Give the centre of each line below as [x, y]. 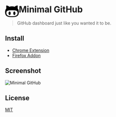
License [17, 98]
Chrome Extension [31, 50]
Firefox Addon [26, 55]
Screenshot [23, 71]
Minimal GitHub [51, 10]
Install [15, 38]
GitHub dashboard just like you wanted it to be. [64, 23]
